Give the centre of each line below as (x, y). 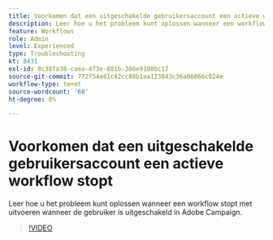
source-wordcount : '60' (49, 92)
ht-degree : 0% (32, 99)
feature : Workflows (41, 31)
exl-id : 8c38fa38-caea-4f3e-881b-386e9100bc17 (89, 69)
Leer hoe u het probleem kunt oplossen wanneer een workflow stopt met (130, 203)
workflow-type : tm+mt (45, 84)
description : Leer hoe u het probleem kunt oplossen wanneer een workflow (138, 24)
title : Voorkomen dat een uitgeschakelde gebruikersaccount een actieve (134, 16)
